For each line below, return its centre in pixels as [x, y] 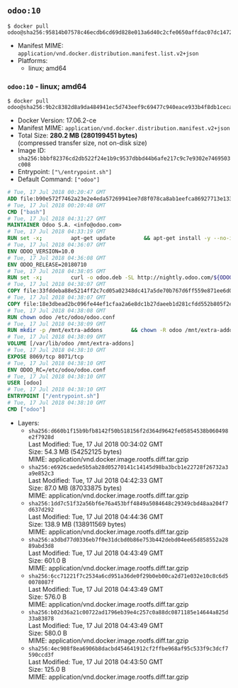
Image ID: [32, 151]
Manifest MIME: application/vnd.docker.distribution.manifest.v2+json [124, 128]
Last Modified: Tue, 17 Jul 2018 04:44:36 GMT [96, 517]
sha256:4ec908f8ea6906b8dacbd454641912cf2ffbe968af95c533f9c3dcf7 [128, 648]
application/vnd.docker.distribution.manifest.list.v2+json [108, 53]
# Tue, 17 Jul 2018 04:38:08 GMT [57, 311]
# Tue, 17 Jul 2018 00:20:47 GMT [57, 193]
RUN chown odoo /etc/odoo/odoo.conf [61, 317]
